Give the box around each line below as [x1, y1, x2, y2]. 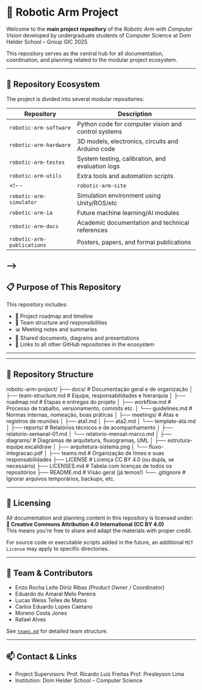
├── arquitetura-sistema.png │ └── [57, 443, 148, 450]
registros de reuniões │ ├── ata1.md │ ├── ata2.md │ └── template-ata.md [6, 417, 196, 424]
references [77, 226, 108, 234]
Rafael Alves [14, 616, 46, 623]
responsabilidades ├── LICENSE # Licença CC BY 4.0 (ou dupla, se [6, 456, 174, 463]
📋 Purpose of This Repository [6, 282, 121, 292]
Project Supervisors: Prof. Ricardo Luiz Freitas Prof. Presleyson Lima [14, 671, 185, 678]
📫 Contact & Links [6, 651, 77, 662]
